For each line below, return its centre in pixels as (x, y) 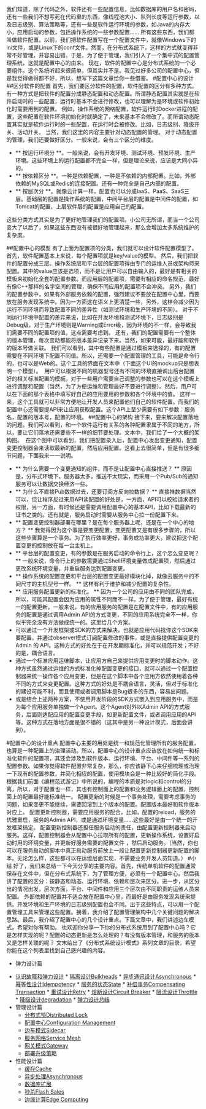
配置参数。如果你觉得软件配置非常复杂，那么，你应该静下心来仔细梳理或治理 (103, 766)
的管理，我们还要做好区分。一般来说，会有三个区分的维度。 (82, 140)
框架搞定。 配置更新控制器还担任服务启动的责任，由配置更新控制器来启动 (104, 827)
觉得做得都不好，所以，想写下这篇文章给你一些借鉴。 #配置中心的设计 (105, 78)
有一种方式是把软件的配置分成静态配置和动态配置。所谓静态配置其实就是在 (100, 93)
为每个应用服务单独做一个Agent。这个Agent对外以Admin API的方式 (100, 707)
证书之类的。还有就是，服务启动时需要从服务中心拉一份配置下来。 (98, 515)
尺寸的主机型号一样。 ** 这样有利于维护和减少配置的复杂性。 (97, 584)
